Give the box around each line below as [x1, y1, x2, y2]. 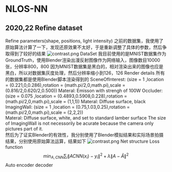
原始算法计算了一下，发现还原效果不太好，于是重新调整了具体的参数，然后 [5, 44, 162, 50]
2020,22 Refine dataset [5, 24, 83, 32]
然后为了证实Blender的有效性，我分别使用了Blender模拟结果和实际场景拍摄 [5, 132, 164, 138]
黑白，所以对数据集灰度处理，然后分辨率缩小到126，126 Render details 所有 [5, 70, 165, 76]
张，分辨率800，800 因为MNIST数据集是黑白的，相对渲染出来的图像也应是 [5, 64, 164, 69]
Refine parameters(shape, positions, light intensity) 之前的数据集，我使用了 [5, 38, 164, 44]
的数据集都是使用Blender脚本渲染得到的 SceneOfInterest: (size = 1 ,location [5, 77, 164, 82]
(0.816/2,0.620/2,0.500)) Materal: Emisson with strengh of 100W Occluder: [5, 88, 163, 93]
